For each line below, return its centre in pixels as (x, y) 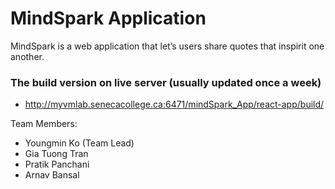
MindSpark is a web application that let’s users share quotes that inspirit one (167, 46)
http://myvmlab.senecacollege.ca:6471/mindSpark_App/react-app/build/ (174, 104)
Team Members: (44, 124)
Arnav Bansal (52, 175)
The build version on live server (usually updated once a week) (166, 82)
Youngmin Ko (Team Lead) (79, 143)
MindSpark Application (108, 18)
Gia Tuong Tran (56, 154)
